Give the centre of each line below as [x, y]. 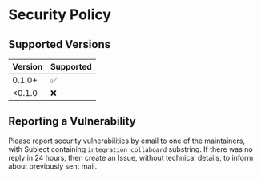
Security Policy [60, 15]
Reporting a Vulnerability [72, 121]
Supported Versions [59, 44]
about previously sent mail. [53, 166]
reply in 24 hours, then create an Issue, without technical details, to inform [131, 157]
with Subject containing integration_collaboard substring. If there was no [131, 149]
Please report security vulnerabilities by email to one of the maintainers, [127, 141]
